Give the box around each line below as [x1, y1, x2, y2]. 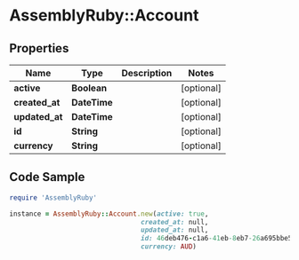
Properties [9, 41, 69, 56]
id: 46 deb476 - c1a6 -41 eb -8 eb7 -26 [141, 234, 261, 243]
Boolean [70, 82, 108, 94]
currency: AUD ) [141, 242, 198, 251]
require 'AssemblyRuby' [9, 193, 98, 202]
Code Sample [9, 169, 85, 185]
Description [121, 67, 173, 79]
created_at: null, [141, 217, 209, 226]
